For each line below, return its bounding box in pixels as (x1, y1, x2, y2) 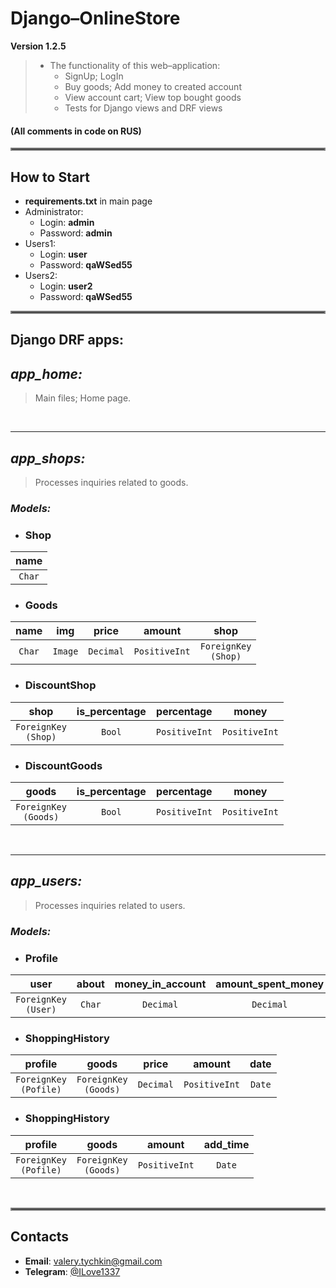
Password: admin (39, 227, 113, 239)
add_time (203, 1137, 250, 1151)
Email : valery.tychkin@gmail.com (24, 1255, 163, 1267)
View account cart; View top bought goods (64, 91, 242, 103)
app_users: (10, 873, 83, 890)
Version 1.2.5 (10, 40, 67, 52)
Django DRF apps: (10, 332, 124, 349)
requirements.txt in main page (24, 195, 153, 207)
